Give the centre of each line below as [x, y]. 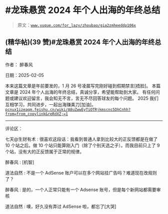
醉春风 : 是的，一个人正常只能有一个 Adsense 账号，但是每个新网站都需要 [81, 190]
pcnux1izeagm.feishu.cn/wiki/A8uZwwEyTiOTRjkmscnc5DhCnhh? [68, 109]
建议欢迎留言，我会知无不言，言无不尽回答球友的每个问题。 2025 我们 [86, 98]
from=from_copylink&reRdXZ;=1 [37, 114]
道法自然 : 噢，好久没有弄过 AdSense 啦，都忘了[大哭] [61, 206]
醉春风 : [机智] [20, 162]
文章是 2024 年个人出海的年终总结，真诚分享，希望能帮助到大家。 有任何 [80, 92]
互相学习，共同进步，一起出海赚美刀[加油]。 [51, 104]
